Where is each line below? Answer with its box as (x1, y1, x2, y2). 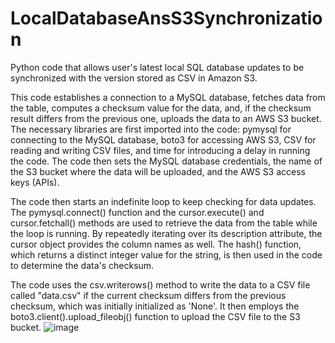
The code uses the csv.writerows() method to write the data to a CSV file (10, 278, 311, 291)
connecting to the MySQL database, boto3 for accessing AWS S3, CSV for (10, 133, 317, 146)
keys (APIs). (10, 176, 60, 188)
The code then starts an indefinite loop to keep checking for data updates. (10, 195, 317, 207)
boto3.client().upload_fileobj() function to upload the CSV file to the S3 (10, 310, 301, 322)
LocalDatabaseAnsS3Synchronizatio (10, 7, 323, 30)
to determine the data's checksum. (10, 259, 155, 271)
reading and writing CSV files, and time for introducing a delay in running (10, 144, 311, 156)
